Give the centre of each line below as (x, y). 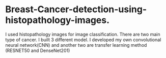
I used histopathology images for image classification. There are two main (83, 34)
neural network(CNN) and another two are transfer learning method (76, 45)
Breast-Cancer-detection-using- (76, 9)
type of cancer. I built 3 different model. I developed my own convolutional (83, 40)
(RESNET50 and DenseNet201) (38, 50)
